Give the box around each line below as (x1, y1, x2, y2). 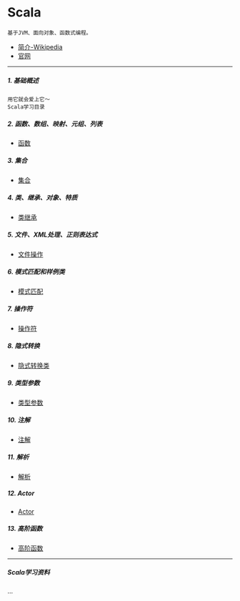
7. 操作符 (7, 304, 33, 313)
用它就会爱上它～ (7, 96, 51, 103)
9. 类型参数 (7, 379, 41, 387)
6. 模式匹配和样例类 (7, 267, 66, 276)
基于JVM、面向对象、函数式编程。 (7, 29, 91, 36)
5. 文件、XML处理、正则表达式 (7, 230, 98, 239)
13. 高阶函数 (7, 525, 43, 533)
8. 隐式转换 (7, 342, 41, 350)
